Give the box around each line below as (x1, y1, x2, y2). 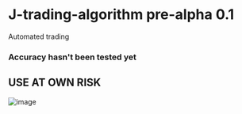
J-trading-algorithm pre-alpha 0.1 (8, 6, 235, 24)
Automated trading (8, 32, 70, 41)
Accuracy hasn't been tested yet (8, 51, 137, 63)
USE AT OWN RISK (8, 76, 102, 89)
